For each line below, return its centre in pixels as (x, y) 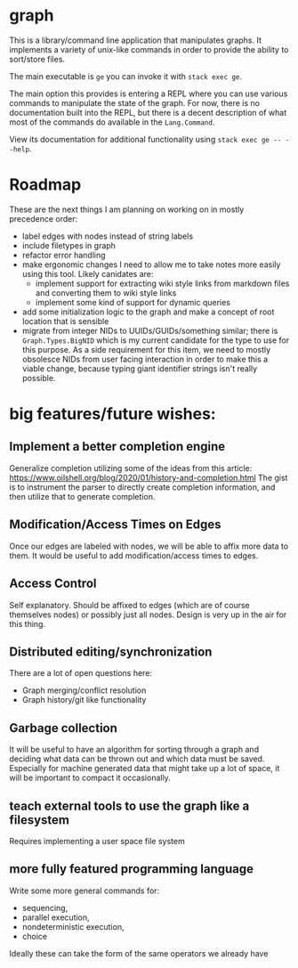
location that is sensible (65, 321)
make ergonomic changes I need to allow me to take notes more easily (151, 264)
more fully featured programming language (132, 869)
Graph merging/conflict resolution (84, 690)
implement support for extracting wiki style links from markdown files (162, 283)
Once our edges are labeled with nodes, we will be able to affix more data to (149, 546)
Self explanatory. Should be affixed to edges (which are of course (130, 605)
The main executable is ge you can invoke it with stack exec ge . (126, 76)
